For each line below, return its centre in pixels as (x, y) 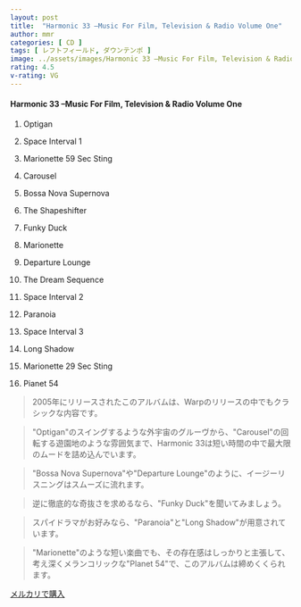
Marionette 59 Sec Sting (67, 158)
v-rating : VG (34, 76)
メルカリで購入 (38, 594)
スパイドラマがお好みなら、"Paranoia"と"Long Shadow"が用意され (155, 522)
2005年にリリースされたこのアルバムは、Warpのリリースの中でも (153, 402)
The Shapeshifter (55, 210)
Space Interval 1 (53, 141)
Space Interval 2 (53, 296)
